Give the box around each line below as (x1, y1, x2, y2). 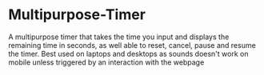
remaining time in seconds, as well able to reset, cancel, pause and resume (8, 40, 256, 49)
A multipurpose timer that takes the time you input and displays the (8, 32, 230, 41)
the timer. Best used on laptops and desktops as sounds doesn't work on (8, 49, 249, 58)
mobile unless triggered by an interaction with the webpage (8, 57, 205, 67)
